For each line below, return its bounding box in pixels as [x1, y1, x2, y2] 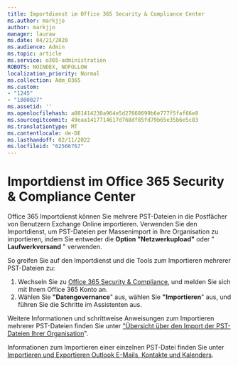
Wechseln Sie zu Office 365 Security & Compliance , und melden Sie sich [17, 278, 231, 286]
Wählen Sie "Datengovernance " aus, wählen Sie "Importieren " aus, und [17, 293, 232, 301]
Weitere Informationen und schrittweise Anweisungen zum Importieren [7, 314, 215, 323]
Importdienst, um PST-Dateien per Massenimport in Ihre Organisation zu [7, 227, 219, 236]
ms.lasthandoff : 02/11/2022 [7, 136, 91, 143]
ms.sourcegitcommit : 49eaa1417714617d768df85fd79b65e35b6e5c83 [7, 116, 199, 123]
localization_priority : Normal [7, 70, 100, 77]
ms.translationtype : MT [7, 122, 78, 130]
